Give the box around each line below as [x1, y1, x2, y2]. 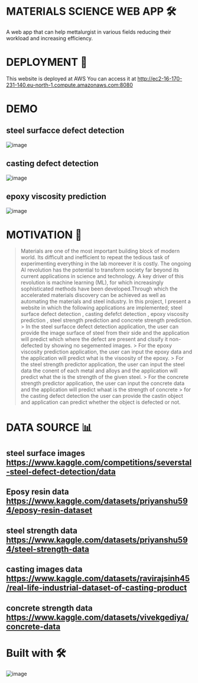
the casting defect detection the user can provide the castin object [20, 392, 183, 400]
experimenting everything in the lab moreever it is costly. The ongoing [20, 260, 191, 267]
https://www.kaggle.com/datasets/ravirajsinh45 [6, 573, 190, 584]
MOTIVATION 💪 [6, 228, 82, 241]
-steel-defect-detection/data [6, 467, 116, 477]
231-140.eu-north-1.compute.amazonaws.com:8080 [6, 81, 133, 88]
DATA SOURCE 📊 [6, 420, 93, 434]
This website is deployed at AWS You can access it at [6, 75, 137, 82]
